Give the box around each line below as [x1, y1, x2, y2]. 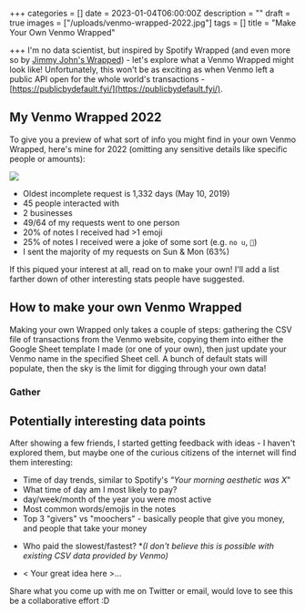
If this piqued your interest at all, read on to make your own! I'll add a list [9, 263, 280, 274]
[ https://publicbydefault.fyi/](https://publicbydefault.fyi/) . [9, 84, 223, 94]
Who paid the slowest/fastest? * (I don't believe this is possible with [22, 541, 275, 552]
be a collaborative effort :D [9, 596, 110, 607]
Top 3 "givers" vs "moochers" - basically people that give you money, [22, 514, 285, 525]
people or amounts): [9, 153, 86, 164]
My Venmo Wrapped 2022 [9, 109, 162, 126]
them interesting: [9, 457, 73, 468]
